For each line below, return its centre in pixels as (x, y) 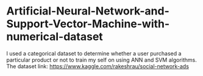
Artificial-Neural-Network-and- (88, 11)
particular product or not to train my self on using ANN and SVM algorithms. (101, 60)
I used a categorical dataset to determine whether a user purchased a (94, 53)
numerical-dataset (55, 37)
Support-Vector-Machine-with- (88, 24)
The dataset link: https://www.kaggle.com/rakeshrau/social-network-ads (98, 66)
